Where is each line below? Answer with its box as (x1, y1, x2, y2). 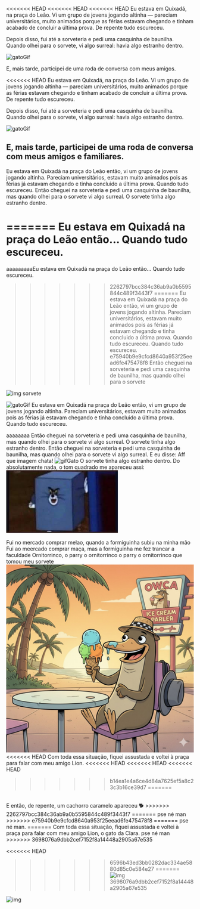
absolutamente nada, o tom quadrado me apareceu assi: (6, 463, 145, 471)
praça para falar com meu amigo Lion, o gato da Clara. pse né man (6, 829, 170, 837)
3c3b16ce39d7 (110, 784, 147, 791)
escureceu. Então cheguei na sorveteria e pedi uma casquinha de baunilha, (6, 186, 191, 193)
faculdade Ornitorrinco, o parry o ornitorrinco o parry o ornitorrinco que (6, 551, 183, 558)
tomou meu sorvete (6, 558, 54, 565)
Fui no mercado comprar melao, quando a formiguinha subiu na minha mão (6, 539, 191, 546)
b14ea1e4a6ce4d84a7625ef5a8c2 (110, 777, 194, 784)
